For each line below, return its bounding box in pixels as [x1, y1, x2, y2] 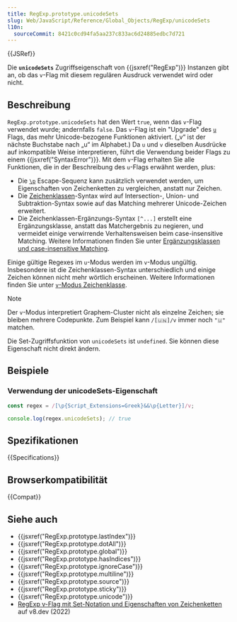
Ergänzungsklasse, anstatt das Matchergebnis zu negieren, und [17, 222, 204, 230]
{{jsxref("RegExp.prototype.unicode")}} [17, 592, 133, 601]
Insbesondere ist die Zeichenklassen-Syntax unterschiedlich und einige [7, 266, 216, 274]
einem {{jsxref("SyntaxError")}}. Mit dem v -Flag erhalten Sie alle [7, 155, 195, 164]
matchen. [7, 323, 35, 332]
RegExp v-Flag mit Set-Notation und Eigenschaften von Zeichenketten [17, 599, 222, 608]
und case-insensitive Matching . [17, 244, 110, 253]
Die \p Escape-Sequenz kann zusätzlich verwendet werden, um [17, 176, 204, 185]
